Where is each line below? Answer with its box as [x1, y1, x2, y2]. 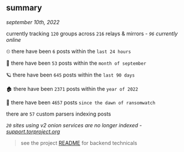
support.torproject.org [6, 128, 60, 135]
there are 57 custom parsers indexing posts [6, 110, 111, 117]
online [6, 36, 21, 43]
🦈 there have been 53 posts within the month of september [6, 60, 146, 67]
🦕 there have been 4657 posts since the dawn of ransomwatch [6, 98, 156, 106]
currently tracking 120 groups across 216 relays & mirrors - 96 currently [6, 30, 178, 37]
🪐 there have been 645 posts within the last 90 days [6, 71, 135, 78]
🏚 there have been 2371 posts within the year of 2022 [6, 85, 139, 92]
